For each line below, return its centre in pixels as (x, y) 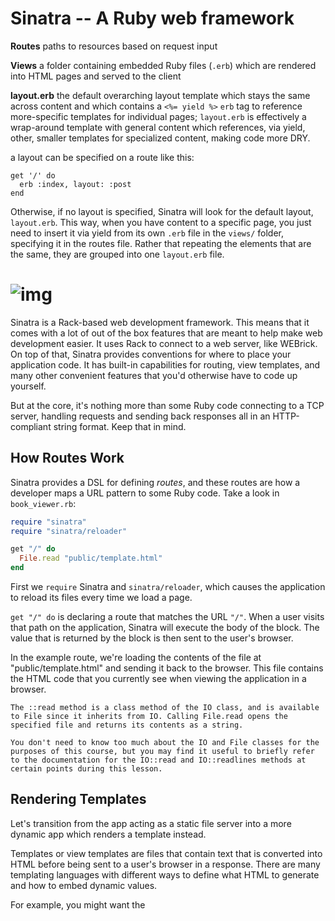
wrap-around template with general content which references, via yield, (158, 127)
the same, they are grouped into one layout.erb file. (117, 254)
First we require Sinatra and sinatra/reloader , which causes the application (168, 587)
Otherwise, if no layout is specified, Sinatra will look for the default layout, (162, 211)
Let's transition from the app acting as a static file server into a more (151, 823)
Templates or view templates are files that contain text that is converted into (166, 853)
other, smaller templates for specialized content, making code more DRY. (160, 138)
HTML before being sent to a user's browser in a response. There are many (165, 864)
